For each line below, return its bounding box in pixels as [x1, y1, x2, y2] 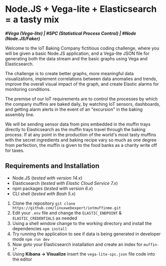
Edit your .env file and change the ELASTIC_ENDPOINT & [12, 210, 122, 216]
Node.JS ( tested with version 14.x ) [12, 175, 83, 181]
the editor [12, 256, 32, 262]
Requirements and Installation [5, 162, 100, 170]
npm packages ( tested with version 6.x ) [12, 185, 93, 191]
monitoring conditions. [5, 86, 51, 92]
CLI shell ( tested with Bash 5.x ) [12, 190, 76, 196]
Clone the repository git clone [12, 200, 76, 206]
